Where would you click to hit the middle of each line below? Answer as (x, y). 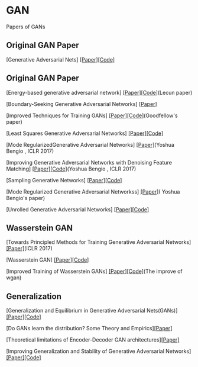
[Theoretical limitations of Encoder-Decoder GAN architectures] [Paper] (93, 340)
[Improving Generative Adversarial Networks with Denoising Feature (89, 162)
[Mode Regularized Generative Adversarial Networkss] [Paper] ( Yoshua (93, 191)
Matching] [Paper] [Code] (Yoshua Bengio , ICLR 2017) (71, 169)
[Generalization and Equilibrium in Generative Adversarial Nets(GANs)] (92, 311)
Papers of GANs (26, 27)
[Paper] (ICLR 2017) (30, 249)
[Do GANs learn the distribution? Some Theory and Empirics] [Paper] (89, 329)
